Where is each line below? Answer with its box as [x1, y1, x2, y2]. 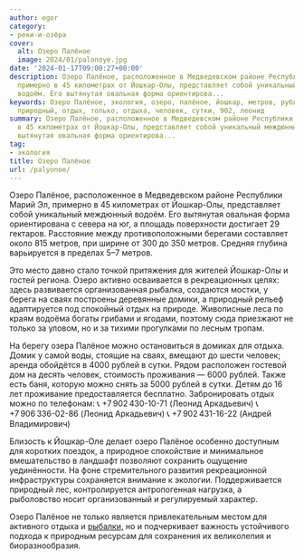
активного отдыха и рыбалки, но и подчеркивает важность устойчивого [9, 521, 290, 532]
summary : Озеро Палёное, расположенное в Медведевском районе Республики [9, 114, 294, 123]
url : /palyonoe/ [9, 165, 71, 174]
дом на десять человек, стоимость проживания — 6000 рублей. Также [9, 369, 287, 381]
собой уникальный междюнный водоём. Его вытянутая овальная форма [9, 209, 290, 220]
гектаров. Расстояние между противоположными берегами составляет [9, 228, 289, 239]
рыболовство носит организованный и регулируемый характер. [9, 494, 258, 505]
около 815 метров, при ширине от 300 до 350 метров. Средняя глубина [9, 237, 288, 249]
